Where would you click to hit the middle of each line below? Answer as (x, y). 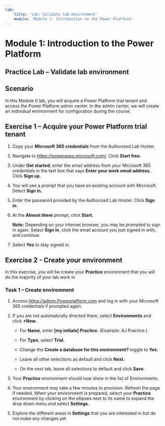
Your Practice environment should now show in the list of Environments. (85, 378)
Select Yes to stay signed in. (41, 244)
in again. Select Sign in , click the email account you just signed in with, (84, 230)
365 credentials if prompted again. (47, 306)
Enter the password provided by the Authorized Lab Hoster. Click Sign (83, 200)
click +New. (24, 321)
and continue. (26, 235)
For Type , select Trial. (42, 340)
